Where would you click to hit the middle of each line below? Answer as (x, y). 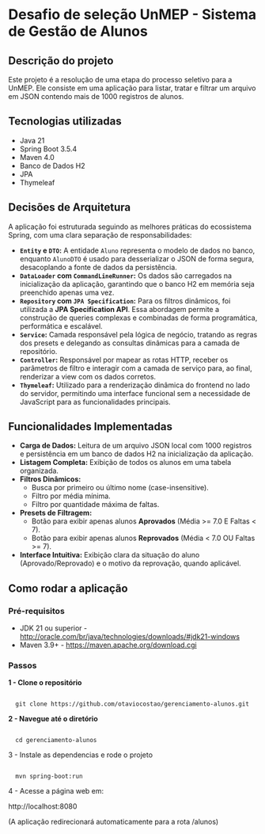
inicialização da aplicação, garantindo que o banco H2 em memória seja (137, 284)
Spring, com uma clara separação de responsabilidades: (100, 234)
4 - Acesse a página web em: (56, 791)
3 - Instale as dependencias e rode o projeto (80, 755)
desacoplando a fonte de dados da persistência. (98, 267)
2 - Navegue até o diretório (53, 719)
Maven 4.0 (37, 157)
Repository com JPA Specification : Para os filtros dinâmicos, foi (125, 301)
